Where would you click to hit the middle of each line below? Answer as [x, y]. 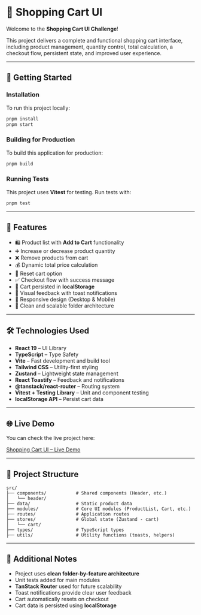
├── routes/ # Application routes [68, 514]
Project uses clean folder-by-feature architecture [77, 573]
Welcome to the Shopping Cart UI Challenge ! [62, 29]
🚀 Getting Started [39, 78]
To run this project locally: [38, 108]
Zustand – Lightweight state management [66, 373]
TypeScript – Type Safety [47, 355]
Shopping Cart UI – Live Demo [43, 450]
